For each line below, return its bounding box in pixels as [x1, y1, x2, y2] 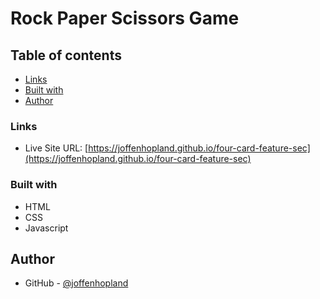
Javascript [24, 222, 69, 234]
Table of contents [10, 47, 122, 64]
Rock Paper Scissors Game [10, 7, 240, 30]
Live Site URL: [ [24, 142, 89, 154]
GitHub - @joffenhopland [24, 277, 129, 289]
